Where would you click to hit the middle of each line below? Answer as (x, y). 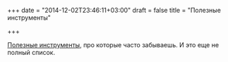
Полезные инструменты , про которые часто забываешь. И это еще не (113, 45)
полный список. (31, 52)
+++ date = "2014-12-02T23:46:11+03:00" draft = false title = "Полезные (114, 10)
